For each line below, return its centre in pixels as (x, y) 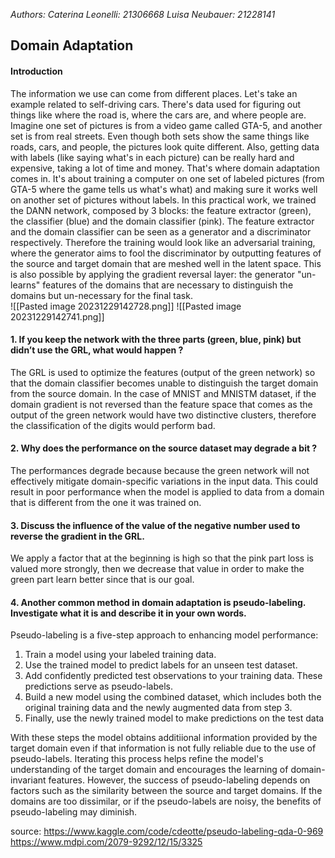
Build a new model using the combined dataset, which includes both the (173, 697)
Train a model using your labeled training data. (120, 655)
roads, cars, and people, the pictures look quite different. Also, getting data (165, 146)
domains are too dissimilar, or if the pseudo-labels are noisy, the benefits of (166, 801)
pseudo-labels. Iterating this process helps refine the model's (137, 759)
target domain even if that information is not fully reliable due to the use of (163, 748)
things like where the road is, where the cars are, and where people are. (158, 115)
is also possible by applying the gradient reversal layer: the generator (153, 274)
